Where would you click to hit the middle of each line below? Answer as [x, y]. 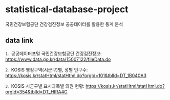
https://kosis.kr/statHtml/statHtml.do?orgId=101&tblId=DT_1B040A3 [76, 76]
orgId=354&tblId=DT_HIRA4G [36, 92]
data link [19, 41]
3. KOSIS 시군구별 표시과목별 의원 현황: [45, 86]
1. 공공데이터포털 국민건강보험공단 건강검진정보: [54, 53]
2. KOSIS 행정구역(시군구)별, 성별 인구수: [47, 69]
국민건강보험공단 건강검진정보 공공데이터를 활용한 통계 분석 [64, 24]
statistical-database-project [67, 9]
